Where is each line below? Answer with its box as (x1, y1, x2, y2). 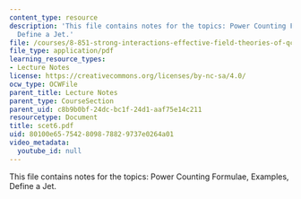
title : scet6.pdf (9, 122, 74, 131)
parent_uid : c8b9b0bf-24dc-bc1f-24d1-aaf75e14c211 (9, 105, 202, 114)
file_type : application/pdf (9, 47, 115, 56)
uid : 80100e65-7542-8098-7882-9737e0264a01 (9, 130, 175, 139)
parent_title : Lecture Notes (9, 88, 118, 97)
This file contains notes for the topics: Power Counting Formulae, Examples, (9, 171, 289, 182)
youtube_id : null (17, 146, 82, 155)
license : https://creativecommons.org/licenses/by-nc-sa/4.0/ (9, 72, 246, 81)
